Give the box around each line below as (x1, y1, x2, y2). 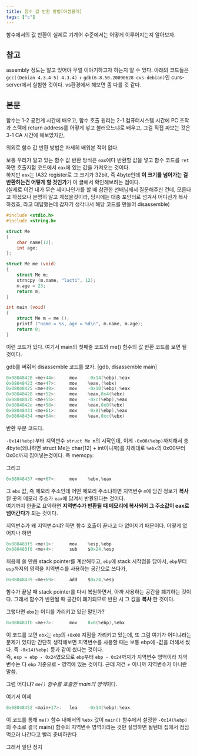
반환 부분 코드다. (6, 424, 44, 431)
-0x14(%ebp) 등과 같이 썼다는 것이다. (19, 646, 104, 653)
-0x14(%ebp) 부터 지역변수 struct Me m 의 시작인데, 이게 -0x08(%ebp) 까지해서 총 (6, 437, 189, 444)
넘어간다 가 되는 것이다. (6, 509, 58, 517)
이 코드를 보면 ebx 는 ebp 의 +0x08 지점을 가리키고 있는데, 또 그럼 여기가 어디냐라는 (6, 631, 192, 638)
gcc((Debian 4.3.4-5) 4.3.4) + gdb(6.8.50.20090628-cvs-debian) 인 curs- (6, 74, 185, 81)
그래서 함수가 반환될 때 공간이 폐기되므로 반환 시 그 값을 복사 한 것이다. (14, 595, 175, 603)
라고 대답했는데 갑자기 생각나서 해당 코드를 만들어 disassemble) (23, 201, 171, 208)
